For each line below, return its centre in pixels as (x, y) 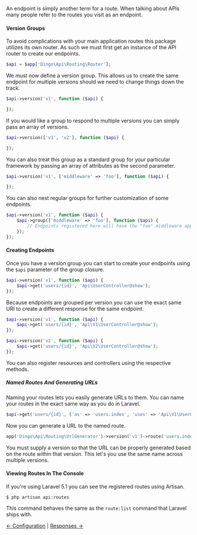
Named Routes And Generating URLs (52, 382)
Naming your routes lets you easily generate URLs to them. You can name (95, 397)
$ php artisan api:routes (38, 497)
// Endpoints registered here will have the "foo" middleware (105, 226)
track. (13, 88)
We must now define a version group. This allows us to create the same (92, 76)
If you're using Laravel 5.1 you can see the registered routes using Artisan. (95, 486)
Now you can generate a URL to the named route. (66, 425)
